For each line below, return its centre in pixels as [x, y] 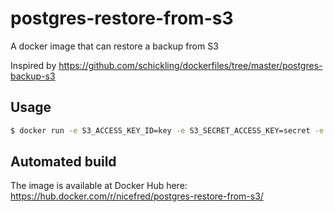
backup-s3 [33, 76]
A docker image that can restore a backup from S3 [114, 46]
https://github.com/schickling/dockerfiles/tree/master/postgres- [190, 65]
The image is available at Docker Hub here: [99, 186]
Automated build [63, 162]
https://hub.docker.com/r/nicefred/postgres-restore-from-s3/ [137, 196]
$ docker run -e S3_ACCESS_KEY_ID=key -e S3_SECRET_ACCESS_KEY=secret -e [167, 130]
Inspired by [33, 65]
